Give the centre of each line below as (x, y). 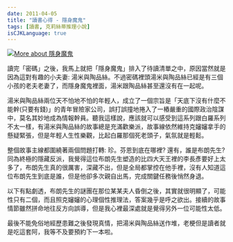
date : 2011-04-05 (32, 14)
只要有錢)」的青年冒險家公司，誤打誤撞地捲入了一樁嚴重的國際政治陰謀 (123, 109)
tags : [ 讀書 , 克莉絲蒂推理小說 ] (49, 26)
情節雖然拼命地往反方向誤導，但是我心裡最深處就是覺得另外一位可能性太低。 (116, 209)
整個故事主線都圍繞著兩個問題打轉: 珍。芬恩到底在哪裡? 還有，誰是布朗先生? (116, 150)
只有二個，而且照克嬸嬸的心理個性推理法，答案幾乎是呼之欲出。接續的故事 (119, 200)
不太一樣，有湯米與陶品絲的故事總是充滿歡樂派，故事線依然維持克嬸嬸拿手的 (116, 127)
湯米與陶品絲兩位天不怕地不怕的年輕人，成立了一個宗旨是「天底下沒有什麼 (113, 101)
